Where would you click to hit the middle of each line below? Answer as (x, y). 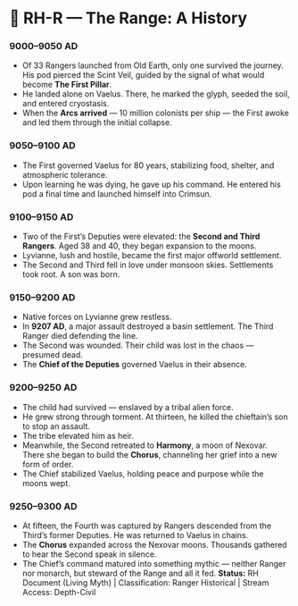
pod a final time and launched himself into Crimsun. (117, 194)
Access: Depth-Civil (59, 592)
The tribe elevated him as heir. (78, 435)
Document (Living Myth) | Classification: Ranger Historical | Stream (145, 582)
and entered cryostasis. (66, 104)
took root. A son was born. (71, 274)
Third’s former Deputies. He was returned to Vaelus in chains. (135, 534)
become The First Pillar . (67, 85)
